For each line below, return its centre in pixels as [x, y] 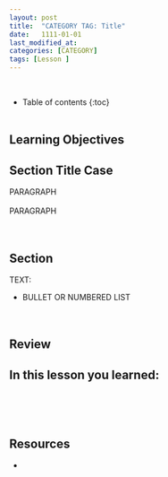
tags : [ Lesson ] [39, 59]
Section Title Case [61, 170]
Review [30, 345]
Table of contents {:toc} [66, 102]
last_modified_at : [43, 43]
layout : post [34, 17]
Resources [40, 443]
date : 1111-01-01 [46, 34]
